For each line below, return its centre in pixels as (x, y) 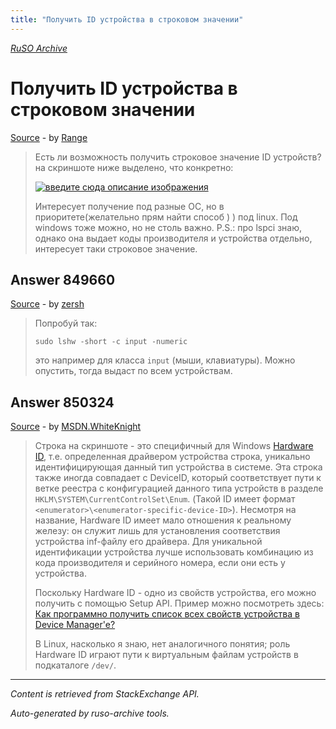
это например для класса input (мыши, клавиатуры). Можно (165, 360)
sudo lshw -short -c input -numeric (111, 342)
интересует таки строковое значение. (116, 248)
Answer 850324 (62, 402)
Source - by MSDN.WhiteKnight (76, 427)
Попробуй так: (66, 323)
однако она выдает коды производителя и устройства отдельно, (173, 238)
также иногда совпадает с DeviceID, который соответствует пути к (178, 478)
